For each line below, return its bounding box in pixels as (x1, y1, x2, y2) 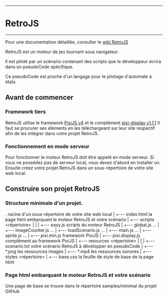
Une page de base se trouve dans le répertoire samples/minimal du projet (5, 282, 157, 288)
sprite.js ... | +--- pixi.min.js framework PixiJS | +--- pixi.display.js (5, 232, 140, 238)
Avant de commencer (5, 93, 73, 102)
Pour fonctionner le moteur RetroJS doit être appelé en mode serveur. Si (5, 154, 154, 160)
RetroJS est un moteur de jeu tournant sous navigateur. (5, 49, 119, 55)
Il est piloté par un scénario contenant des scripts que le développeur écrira (5, 58, 161, 64)
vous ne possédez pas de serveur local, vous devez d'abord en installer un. (5, 159, 161, 165)
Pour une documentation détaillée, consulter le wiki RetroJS (5, 39, 128, 45)
